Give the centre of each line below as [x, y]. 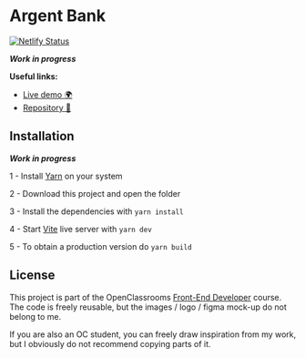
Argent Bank [58, 16]
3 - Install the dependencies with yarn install [97, 211]
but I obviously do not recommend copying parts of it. [110, 343]
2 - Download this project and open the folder [95, 193]
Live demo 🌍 [47, 94]
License [32, 276]
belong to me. [36, 316]
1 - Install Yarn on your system [66, 176]
